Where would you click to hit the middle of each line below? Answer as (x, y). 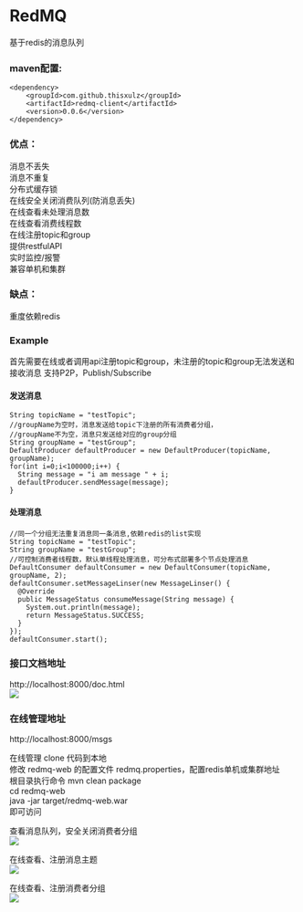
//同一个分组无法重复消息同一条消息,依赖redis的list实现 (105, 534)
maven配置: (36, 68)
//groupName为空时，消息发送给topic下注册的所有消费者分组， (114, 425)
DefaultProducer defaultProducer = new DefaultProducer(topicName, (141, 451)
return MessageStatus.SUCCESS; (85, 615)
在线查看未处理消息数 (49, 212)
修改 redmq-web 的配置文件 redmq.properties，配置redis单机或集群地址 (145, 770)
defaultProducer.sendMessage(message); (94, 483)
